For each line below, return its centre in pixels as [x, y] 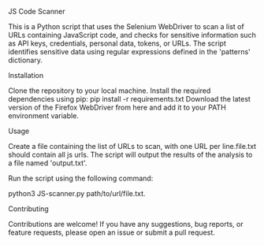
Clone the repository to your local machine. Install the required [110, 91]
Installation [26, 75]
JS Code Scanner [37, 11]
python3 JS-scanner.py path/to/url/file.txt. [77, 193]
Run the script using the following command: [81, 178]
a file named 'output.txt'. [48, 163]
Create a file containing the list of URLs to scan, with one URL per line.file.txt [132, 146]
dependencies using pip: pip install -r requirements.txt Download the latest [129, 99]
